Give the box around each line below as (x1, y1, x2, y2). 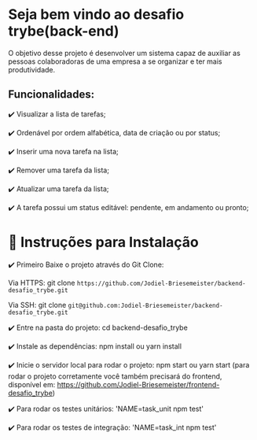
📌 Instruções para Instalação (8, 233, 199, 251)
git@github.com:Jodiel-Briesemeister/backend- (68, 301, 223, 309)
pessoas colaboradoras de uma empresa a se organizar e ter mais (8, 57, 222, 66)
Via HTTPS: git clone (8, 278, 75, 287)
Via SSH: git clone (8, 300, 67, 309)
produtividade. (8, 65, 56, 74)
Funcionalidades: (8, 88, 95, 102)
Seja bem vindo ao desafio (8, 6, 185, 24)
